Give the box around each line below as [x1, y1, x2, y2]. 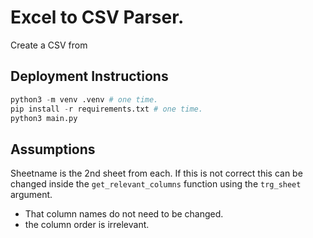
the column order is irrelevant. [24, 219, 150, 231]
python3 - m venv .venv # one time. [10, 94, 159, 105]
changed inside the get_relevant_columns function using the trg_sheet [10, 178, 302, 190]
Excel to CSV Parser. [10, 6, 185, 29]
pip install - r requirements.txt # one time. [10, 104, 203, 114]
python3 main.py [10, 113, 78, 123]
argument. [10, 189, 53, 201]
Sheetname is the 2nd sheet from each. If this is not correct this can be [10, 167, 303, 180]
